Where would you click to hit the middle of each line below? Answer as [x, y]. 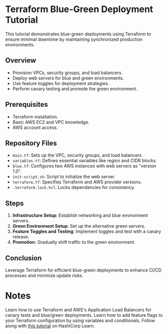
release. [21, 237]
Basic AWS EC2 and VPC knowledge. [51, 122]
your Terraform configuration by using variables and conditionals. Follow [80, 320]
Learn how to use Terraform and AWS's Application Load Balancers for [78, 310]
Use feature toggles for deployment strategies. [61, 83]
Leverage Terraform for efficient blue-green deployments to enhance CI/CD [83, 270]
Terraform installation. [35, 116]
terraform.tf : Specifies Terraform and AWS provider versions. [77, 182]
